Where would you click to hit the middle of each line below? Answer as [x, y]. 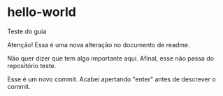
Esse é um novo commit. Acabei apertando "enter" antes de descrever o [111, 79]
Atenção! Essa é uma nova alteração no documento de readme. [99, 45]
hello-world [42, 12]
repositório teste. [32, 65]
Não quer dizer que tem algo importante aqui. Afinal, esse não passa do [111, 58]
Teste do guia [27, 31]
